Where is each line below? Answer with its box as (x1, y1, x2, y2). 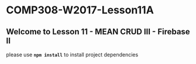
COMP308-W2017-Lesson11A (6, 3, 154, 17)
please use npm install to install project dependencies (6, 51, 139, 58)
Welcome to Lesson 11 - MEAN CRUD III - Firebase (6, 27, 190, 37)
